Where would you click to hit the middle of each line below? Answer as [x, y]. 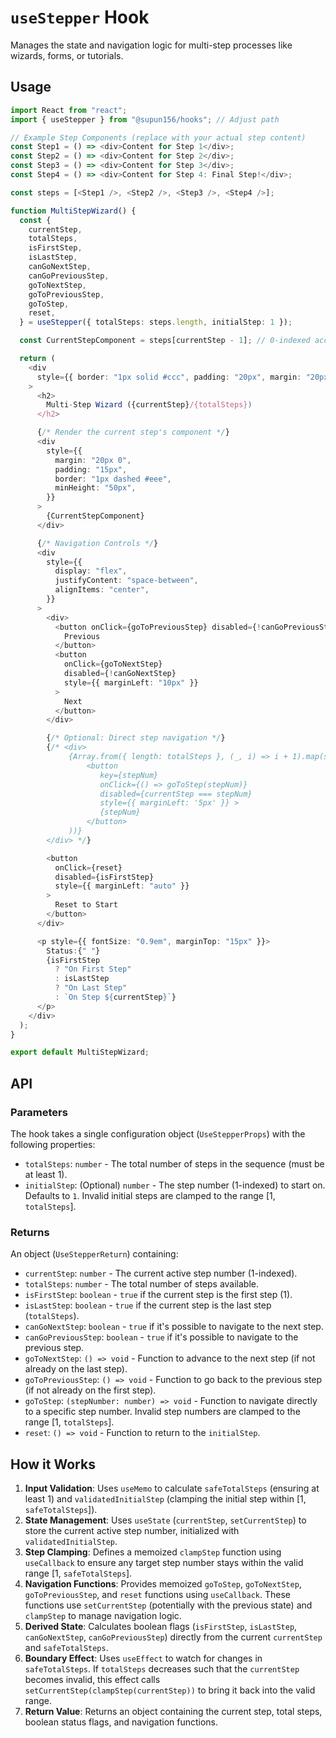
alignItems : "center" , [102, 590]
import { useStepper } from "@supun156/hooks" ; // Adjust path [145, 119]
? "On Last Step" [91, 988]
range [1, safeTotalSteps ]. [78, 1573]
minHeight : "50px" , [95, 488]
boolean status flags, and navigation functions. [121, 1722]
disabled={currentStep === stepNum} [176, 794]
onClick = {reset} [88, 867]
